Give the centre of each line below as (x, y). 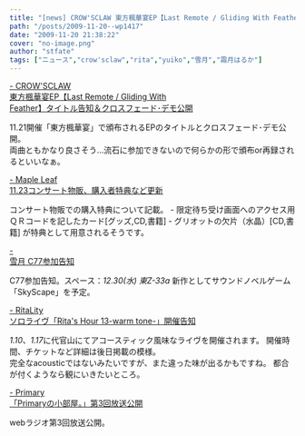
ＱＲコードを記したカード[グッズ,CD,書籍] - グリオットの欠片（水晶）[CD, (148, 221)
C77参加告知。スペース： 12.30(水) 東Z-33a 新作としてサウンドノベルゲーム (150, 281)
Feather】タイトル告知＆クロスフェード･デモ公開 (101, 108)
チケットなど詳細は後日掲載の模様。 (93, 352)
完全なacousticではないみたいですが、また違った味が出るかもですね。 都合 (149, 363)
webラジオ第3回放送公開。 (60, 422)
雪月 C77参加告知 (42, 261)
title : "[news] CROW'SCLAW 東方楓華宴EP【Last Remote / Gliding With (139, 18)
